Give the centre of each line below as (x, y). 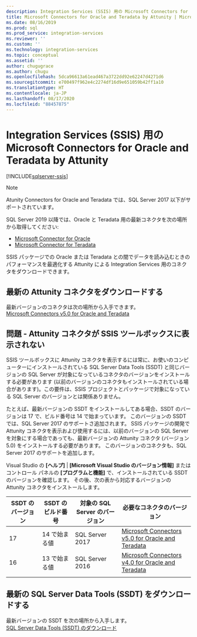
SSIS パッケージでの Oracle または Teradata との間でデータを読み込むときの (98, 257)
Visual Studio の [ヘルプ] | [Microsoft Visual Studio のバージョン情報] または (98, 465)
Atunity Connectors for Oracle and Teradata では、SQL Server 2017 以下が (96, 200)
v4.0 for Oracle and (149, 563)
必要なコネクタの (146, 507)
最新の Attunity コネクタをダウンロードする (84, 292)
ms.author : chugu (27, 71)
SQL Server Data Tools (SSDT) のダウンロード (62, 628)
